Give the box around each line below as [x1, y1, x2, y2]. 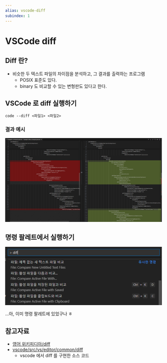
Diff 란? [5, 56, 28, 65]
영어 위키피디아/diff [12, 341, 51, 347]
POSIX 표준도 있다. [19, 77, 57, 83]
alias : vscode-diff [5, 8, 46, 13]
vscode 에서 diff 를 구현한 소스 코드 [19, 353, 89, 359]
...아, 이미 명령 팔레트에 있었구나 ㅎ [5, 311, 73, 317]
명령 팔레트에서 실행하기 [5, 233, 75, 241]
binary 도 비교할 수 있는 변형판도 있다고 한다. [19, 83, 107, 89]
